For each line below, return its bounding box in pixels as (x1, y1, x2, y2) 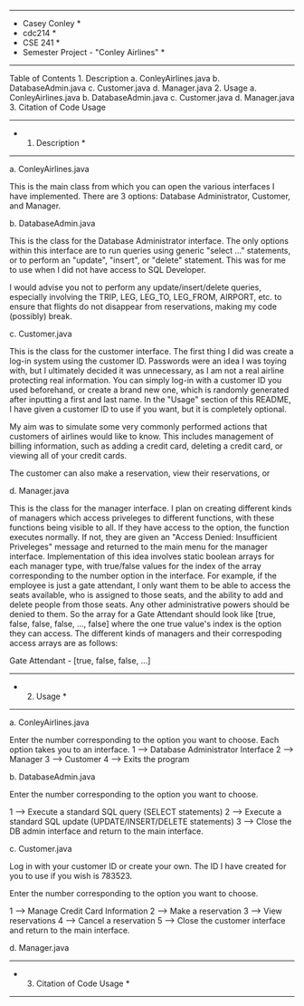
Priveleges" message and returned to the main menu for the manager (9, 541, 269, 552)
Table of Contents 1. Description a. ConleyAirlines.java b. (9, 73, 220, 83)
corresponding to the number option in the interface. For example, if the (9, 570, 278, 581)
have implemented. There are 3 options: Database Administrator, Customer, (9, 191, 291, 201)
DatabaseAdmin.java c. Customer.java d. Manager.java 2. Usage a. (9, 82, 257, 93)
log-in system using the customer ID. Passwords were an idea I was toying (9, 355, 287, 366)
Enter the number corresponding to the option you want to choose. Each (9, 735, 280, 745)
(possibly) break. (9, 311, 72, 322)
